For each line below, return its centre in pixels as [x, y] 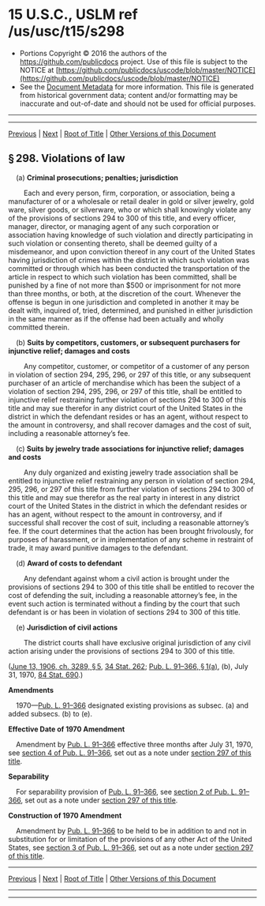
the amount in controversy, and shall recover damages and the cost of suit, [130, 425]
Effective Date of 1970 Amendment [67, 729]
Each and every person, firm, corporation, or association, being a [129, 193]
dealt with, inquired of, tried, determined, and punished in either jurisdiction [131, 310]
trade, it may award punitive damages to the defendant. [98, 547]
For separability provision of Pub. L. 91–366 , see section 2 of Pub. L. [126, 791]
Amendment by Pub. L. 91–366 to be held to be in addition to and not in [131, 830]
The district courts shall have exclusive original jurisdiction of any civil [137, 642]
